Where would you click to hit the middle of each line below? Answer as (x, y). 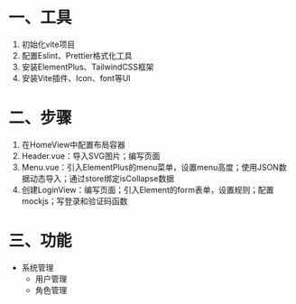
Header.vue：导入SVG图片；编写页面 (91, 156)
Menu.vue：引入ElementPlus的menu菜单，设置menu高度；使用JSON (150, 167)
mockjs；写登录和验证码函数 (74, 201)
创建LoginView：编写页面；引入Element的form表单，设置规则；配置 (148, 189)
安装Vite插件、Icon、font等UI (76, 78)
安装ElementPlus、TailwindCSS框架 (88, 67)
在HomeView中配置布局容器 (73, 144)
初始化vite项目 (48, 44)
